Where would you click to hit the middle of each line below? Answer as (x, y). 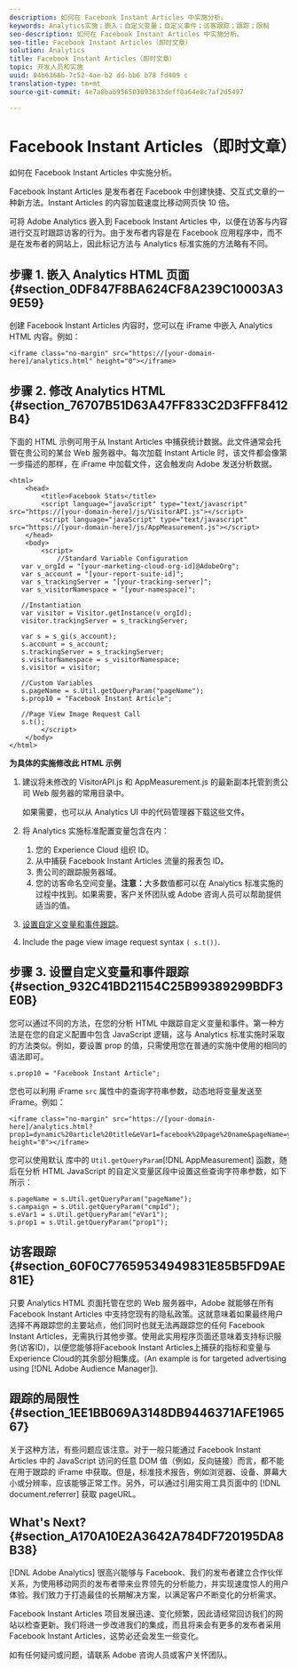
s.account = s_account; (65, 645)
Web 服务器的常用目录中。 (81, 794)
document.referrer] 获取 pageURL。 (75, 1494)
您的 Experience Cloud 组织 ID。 (94, 850)
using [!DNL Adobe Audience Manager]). (84, 1368)
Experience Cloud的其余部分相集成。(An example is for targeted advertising (148, 1358)
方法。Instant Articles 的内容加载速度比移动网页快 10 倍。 (129, 203)
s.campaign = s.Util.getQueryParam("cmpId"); (94, 1206)
